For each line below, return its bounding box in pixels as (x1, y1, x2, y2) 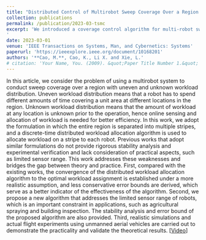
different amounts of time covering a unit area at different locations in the (6, 96, 191, 104)
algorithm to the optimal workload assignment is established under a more (6, 174, 194, 182)
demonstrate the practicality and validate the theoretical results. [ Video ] (6, 227, 188, 234)
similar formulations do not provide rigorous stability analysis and (6, 142, 172, 149)
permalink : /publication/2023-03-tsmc (6, 20, 105, 26)
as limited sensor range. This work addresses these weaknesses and (6, 155, 181, 162)
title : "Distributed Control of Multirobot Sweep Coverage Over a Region (6, 9, 199, 15)
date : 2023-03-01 (6, 37, 51, 43)
